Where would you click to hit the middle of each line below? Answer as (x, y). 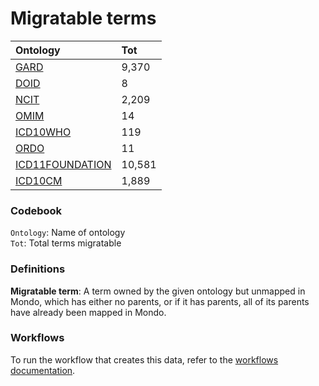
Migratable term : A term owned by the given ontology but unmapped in (158, 291)
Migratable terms (83, 18)
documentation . (43, 370)
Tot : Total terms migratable (66, 243)
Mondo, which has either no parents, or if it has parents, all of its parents (160, 301)
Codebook (36, 210)
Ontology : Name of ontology (68, 233)
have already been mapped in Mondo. (88, 312)
